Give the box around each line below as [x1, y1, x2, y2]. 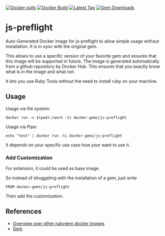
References [5, 207, 42, 216]
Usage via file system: [5, 105, 51, 111]
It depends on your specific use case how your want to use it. [5, 142, 131, 148]
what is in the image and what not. [5, 68, 75, 74]
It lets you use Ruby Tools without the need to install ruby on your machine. [5, 78, 158, 84]
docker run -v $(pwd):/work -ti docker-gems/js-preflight [5, 115, 127, 120]
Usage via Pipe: [5, 124, 37, 130]
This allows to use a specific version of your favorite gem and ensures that [5, 53, 157, 59]
